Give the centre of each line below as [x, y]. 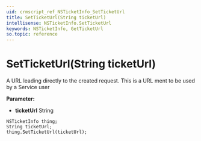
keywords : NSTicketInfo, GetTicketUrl [55, 29]
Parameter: [20, 99]
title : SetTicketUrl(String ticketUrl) [56, 17]
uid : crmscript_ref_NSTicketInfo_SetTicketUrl [66, 12]
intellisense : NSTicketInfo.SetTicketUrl [59, 23]
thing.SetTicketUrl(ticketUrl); [47, 132]
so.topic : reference [32, 34]
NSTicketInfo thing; [32, 122]
